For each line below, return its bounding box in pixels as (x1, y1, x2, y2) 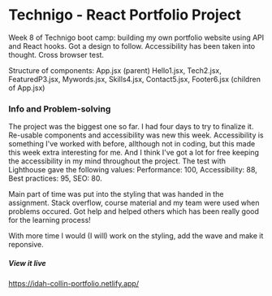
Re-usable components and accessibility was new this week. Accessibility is (8, 130, 264, 140)
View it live (8, 258, 46, 268)
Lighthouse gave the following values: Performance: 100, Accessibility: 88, (8, 165, 257, 175)
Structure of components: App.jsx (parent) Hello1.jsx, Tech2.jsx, (8, 65, 222, 75)
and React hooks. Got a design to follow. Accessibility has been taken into (8, 41, 256, 50)
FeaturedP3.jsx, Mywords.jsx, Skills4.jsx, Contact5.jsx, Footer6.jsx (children (8, 74, 261, 84)
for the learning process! (8, 215, 91, 225)
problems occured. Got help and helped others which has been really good (8, 207, 260, 216)
